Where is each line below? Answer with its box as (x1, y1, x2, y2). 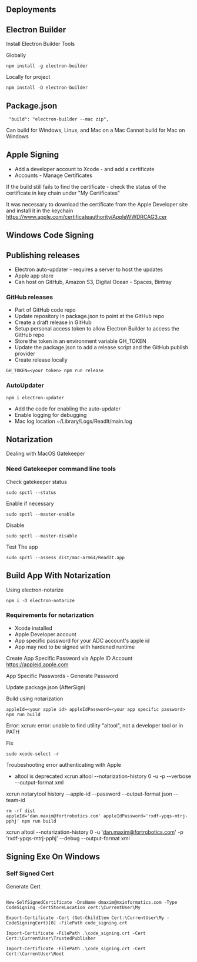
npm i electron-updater (6, 395, 65, 400)
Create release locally (14, 356, 68, 363)
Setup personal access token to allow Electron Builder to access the (14, 325, 179, 332)
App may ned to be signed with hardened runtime (14, 643, 135, 650)
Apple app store (14, 272, 54, 279)
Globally (6, 52, 26, 59)
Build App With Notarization (6, 570, 111, 581)
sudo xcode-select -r (6, 751, 59, 757)
